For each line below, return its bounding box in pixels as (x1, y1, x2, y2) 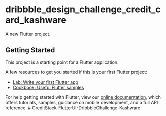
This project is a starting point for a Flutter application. (5, 59, 119, 65)
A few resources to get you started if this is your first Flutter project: (5, 69, 147, 75)
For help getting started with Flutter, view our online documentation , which (5, 94, 161, 100)
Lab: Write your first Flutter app (12, 79, 79, 85)
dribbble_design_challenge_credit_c (5, 4, 161, 15)
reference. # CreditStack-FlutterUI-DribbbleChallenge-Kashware (5, 105, 141, 111)
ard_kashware (5, 14, 67, 26)
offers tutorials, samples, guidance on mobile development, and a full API (5, 99, 158, 105)
